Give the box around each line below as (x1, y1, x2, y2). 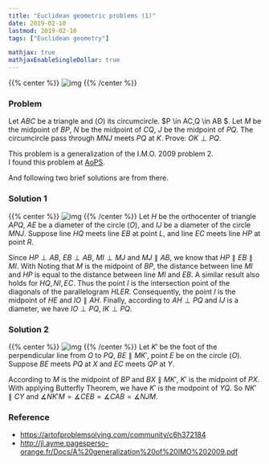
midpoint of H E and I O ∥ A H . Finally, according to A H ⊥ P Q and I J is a (8, 295, 239, 305)
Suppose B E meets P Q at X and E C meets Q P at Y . (8, 359, 175, 368)
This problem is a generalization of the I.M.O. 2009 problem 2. (8, 149, 214, 159)
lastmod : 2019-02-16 (8, 26, 78, 35)
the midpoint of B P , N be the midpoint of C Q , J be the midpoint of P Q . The (8, 125, 254, 135)
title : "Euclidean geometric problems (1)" (8, 11, 157, 20)
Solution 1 (8, 193, 47, 205)
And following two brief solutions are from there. (8, 173, 169, 183)
